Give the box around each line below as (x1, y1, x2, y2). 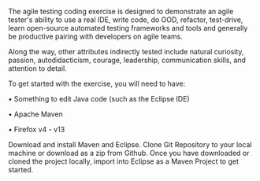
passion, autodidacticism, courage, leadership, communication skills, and (8, 55, 247, 65)
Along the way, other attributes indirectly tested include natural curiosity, (8, 47, 244, 56)
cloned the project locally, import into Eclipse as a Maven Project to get (8, 157, 239, 166)
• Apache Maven (8, 109, 63, 119)
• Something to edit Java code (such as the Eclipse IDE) (8, 94, 191, 103)
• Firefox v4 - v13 (8, 125, 65, 134)
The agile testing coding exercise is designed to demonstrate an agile (8, 7, 234, 16)
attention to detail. (8, 64, 67, 73)
